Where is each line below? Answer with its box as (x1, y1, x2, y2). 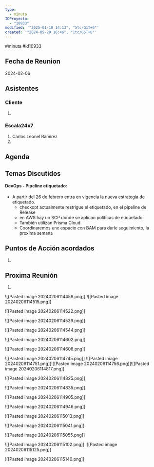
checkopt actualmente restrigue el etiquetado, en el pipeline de (19, 204, 147, 210)
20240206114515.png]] (5, 299, 52, 305)
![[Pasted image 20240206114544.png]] (5, 327, 86, 333)
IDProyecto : (5, 16, 29, 21)
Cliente (5, 99, 23, 106)
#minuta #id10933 (5, 43, 41, 49)
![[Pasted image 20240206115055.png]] (5, 432, 85, 438)
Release (19, 209, 36, 215)
